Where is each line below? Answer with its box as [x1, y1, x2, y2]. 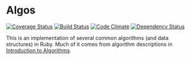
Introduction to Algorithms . [6, 46, 72, 54]
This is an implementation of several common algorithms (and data [6, 34, 169, 41]
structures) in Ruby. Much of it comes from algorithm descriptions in [6, 41, 173, 48]
